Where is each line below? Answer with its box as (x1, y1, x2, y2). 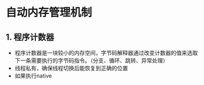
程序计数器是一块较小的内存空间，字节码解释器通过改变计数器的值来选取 (14, 50, 198, 56)
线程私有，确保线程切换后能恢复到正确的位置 (14, 65, 128, 72)
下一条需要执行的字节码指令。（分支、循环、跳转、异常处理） (14, 57, 168, 64)
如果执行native (14, 72, 52, 79)
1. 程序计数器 (6, 32, 55, 42)
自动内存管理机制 (6, 6, 93, 20)
